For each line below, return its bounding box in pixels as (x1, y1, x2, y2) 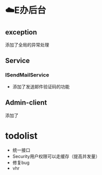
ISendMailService (5, 71, 49, 78)
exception (5, 28, 37, 36)
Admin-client (5, 98, 47, 107)
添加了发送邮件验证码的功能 (12, 83, 70, 89)
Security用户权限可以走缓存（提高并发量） (12, 153, 100, 159)
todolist (5, 130, 38, 141)
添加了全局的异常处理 (5, 42, 49, 47)
